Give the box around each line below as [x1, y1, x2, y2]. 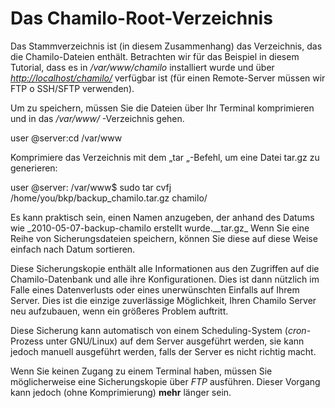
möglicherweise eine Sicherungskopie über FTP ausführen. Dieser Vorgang [10, 375, 321, 387]
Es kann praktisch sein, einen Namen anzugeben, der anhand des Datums [10, 211, 315, 223]
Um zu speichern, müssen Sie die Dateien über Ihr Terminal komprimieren [10, 102, 315, 114]
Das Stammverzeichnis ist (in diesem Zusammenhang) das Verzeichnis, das [10, 40, 323, 52]
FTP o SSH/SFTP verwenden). [10, 82, 135, 94]
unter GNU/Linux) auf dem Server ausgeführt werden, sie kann [45, 335, 305, 347]
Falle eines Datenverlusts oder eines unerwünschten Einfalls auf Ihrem [10, 283, 300, 296]
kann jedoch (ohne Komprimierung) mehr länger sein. [10, 386, 232, 398]
